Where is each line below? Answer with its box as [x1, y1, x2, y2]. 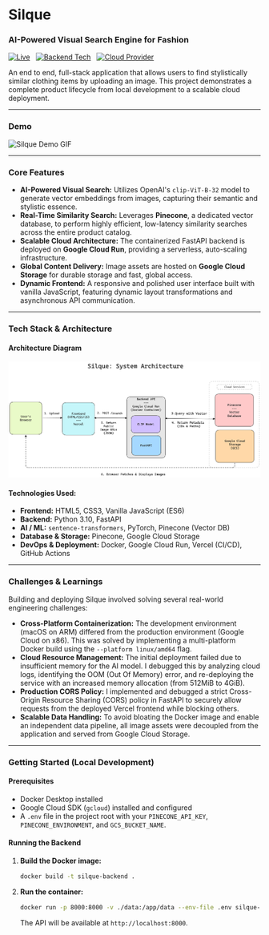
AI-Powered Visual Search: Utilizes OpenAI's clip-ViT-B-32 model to [19, 185, 251, 195]
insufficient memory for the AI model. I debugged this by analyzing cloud [19, 661, 261, 671]
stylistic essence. [19, 202, 78, 212]
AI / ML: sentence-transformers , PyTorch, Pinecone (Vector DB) [19, 523, 231, 533]
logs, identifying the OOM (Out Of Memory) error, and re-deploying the [19, 669, 255, 679]
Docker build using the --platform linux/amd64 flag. [19, 643, 192, 654]
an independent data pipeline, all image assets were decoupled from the [19, 720, 259, 730]
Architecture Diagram [8, 343, 82, 353]
